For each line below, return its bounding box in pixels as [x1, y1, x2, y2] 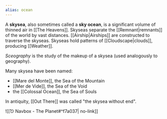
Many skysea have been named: [5, 68, 73, 74]
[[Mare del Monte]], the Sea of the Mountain [12, 77, 105, 84]
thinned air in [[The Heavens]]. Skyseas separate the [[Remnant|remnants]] [5, 26, 163, 33]
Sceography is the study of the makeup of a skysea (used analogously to [5, 53, 158, 59]
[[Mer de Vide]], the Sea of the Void [12, 83, 88, 89]
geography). [5, 58, 31, 64]
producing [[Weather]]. [5, 43, 54, 49]
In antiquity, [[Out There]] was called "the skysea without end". [5, 98, 137, 104]
